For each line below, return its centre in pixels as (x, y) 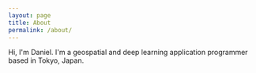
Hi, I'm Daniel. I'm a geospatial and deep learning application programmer (128, 53)
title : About (30, 23)
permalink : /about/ (40, 30)
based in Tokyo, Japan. (46, 60)
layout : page (30, 15)
